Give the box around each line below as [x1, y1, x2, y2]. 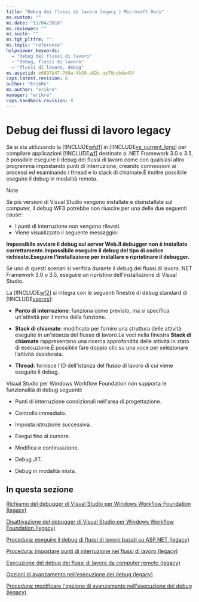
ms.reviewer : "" [6, 25, 47, 32]
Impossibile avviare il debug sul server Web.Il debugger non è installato [6, 240, 188, 247]
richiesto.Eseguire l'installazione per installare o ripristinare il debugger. [6, 253, 190, 260]
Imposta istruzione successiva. [14, 421, 91, 428]
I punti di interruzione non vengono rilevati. [14, 222, 121, 230]
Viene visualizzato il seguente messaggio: [14, 228, 118, 236]
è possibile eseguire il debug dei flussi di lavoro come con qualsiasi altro [6, 156, 185, 163]
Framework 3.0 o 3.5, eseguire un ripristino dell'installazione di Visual [6, 271, 177, 278]
